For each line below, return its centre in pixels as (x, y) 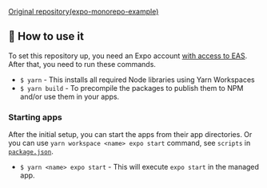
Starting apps (35, 117)
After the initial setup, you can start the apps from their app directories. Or (130, 135)
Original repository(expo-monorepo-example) (84, 12)
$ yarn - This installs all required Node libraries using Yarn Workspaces (137, 80)
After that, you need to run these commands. (82, 64)
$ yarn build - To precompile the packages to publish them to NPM (132, 88)
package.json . (31, 151)
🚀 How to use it (46, 36)
